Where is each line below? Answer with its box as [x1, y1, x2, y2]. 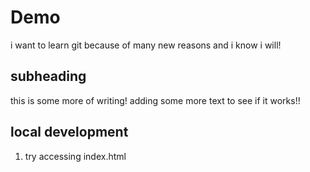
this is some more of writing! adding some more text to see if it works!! [10, 94, 301, 106]
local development [10, 124, 129, 141]
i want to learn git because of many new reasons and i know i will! [10, 39, 282, 51]
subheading [10, 68, 87, 85]
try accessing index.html [24, 150, 127, 162]
